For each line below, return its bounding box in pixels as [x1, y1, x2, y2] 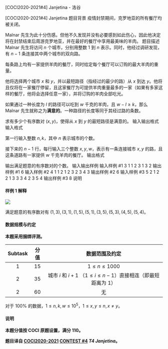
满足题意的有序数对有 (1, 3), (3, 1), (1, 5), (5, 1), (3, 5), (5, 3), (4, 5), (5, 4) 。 [5, 209, 149, 215]
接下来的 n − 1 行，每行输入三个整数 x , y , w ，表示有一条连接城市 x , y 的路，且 [5, 146, 163, 152]
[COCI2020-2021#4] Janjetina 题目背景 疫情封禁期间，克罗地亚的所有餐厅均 [5, 15, 162, 21]
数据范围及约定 [85, 250, 121, 257]
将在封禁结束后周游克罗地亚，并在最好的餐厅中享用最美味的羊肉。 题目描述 [5, 38, 160, 44]
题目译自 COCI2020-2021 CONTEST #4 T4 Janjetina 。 [5, 338, 120, 344]
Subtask [7, 250, 28, 257]
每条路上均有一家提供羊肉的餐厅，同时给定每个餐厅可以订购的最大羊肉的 [5, 62, 154, 67]
